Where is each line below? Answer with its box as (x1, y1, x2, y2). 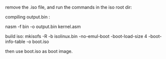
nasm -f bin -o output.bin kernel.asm (5, 23, 81, 29)
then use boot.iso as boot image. (5, 48, 73, 54)
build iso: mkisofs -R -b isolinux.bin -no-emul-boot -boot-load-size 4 (5, 33, 147, 39)
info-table (5, 38, 25, 44)
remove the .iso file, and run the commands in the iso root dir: (5, 4, 132, 10)
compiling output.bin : (5, 14, 50, 19)
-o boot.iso (26, 38, 49, 44)
